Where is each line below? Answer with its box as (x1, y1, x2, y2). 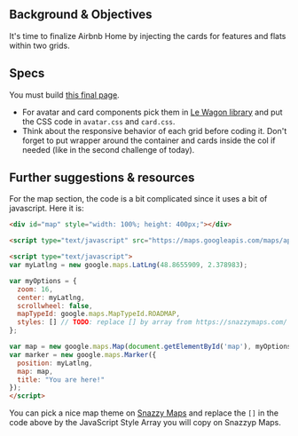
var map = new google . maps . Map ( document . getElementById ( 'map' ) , (9, 342, 252, 352)
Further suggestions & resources (9, 170, 195, 186)
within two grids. (9, 40, 71, 51)
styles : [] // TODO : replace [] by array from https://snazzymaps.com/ (17, 318, 288, 327)
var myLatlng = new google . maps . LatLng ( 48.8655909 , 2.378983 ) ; (9, 261, 248, 270)
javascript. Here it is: (9, 203, 84, 214)
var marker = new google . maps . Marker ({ (9, 350, 157, 359)
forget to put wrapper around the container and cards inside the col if (21, 135, 276, 146)
